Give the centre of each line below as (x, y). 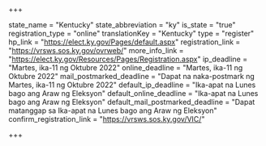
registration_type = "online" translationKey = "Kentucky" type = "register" (131, 33)
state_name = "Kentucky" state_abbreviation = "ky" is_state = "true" (122, 25)
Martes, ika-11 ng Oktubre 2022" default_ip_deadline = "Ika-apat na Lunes (132, 85)
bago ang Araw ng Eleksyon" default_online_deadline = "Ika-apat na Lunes (133, 93)
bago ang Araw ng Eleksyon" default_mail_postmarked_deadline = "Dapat (132, 102)
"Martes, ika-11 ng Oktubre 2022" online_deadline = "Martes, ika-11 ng (126, 68)
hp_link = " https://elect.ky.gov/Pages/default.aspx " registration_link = (124, 42)
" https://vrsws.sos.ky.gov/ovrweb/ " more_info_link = (96, 50)
